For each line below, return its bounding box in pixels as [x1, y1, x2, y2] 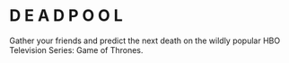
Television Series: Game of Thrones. [9, 44, 144, 55]
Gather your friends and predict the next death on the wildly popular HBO [9, 35, 281, 46]
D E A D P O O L [9, 5, 123, 26]
